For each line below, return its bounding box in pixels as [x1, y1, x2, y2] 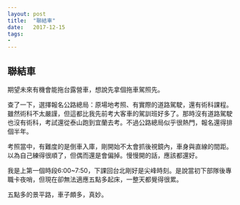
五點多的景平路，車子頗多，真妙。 [7, 190, 108, 199]
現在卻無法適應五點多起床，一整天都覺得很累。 [44, 175, 183, 184]
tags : [7, 30, 24, 38]
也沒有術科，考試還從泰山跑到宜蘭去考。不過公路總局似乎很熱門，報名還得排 [7, 118, 233, 127]
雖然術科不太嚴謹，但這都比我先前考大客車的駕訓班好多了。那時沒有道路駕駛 [7, 109, 233, 117]
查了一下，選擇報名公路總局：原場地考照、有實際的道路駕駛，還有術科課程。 [7, 100, 233, 109]
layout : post [7, 10, 46, 18]
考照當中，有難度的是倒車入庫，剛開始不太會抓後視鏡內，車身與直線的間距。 [7, 142, 233, 150]
